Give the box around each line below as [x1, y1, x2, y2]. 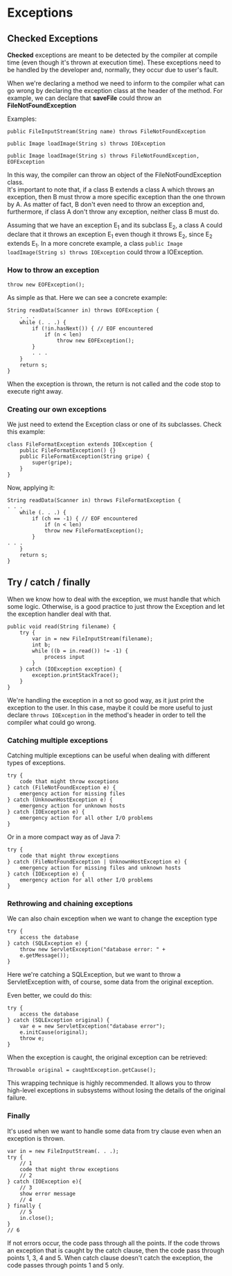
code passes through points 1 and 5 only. [7, 1261, 125, 1269]
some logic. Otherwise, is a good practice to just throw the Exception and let [7, 602, 225, 610]
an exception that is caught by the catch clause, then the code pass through [7, 1246, 224, 1254]
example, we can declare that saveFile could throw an [7, 94, 162, 102]
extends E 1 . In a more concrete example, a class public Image [7, 239, 184, 249]
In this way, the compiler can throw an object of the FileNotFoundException [7, 171, 222, 178]
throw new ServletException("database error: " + [19, 946, 166, 953]
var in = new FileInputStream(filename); [32, 635, 154, 642]
